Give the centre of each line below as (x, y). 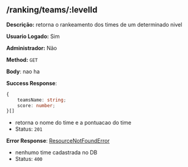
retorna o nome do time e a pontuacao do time (73, 123)
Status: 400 (29, 159)
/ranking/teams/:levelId (52, 10)
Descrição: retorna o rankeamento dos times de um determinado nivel (94, 24)
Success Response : (32, 83)
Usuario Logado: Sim (33, 36)
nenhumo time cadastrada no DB (56, 152)
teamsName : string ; (42, 100)
